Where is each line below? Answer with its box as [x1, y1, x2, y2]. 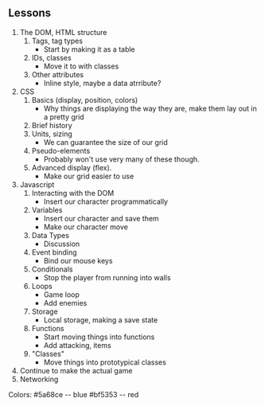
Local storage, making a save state [43, 314, 158, 325]
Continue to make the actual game [19, 365, 133, 375]
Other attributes [31, 69, 84, 79]
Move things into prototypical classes [43, 357, 167, 367]
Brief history [31, 120, 73, 130]
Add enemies [43, 298, 88, 307]
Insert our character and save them [43, 213, 159, 223]
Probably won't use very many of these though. [43, 154, 201, 164]
